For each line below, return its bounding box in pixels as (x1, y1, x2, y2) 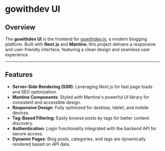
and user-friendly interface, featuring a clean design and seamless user (5, 47, 150, 52)
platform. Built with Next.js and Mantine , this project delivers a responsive (5, 41, 156, 47)
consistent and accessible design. (12, 99, 82, 105)
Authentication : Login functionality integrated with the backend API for (12, 125, 157, 131)
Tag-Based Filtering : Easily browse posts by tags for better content (12, 115, 150, 121)
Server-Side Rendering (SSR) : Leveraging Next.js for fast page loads (12, 84, 153, 90)
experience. (5, 52, 29, 58)
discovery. (12, 120, 33, 126)
